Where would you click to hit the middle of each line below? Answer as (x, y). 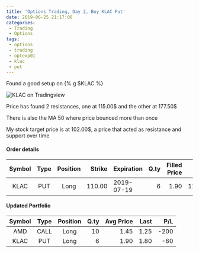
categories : (21, 23)
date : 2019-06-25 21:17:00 (39, 17)
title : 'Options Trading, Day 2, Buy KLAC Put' (66, 12)
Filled (174, 165)
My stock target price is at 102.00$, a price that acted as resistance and (94, 129)
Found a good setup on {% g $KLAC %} (55, 84)
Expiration (128, 168)
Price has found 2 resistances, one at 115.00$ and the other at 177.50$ (92, 107)
